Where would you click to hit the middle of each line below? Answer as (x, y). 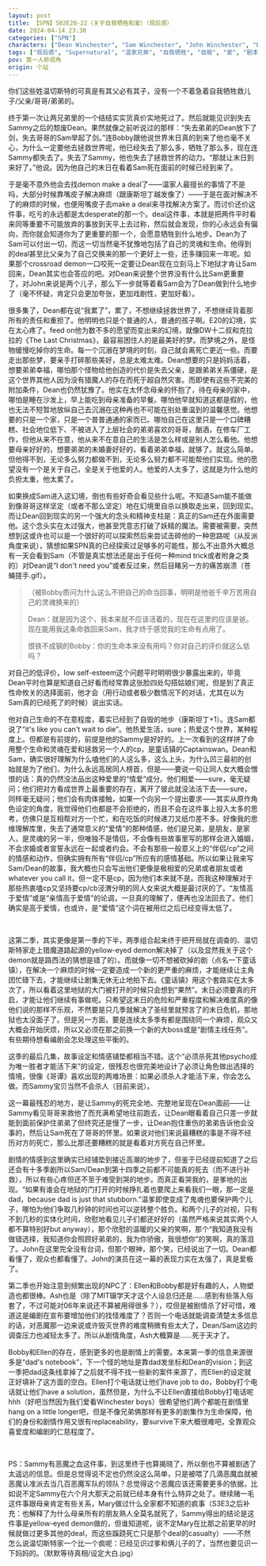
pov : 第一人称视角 (35, 60)
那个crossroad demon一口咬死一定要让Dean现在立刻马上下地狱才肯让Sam (136, 264)
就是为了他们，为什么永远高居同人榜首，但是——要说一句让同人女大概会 (133, 769)
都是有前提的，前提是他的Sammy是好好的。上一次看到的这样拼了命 (145, 739)
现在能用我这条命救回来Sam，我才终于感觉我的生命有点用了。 (128, 629)
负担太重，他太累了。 (43, 479)
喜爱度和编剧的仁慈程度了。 (53, 1431)
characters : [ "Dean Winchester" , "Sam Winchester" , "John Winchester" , (129, 45)
